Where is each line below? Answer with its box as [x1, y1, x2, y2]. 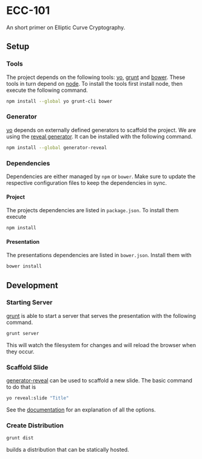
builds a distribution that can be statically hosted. [6, 446, 129, 454]
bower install [6, 263, 42, 269]
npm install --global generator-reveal [6, 144, 107, 151]
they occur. [6, 348, 35, 355]
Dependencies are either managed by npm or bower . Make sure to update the [6, 173, 196, 180]
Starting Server [6, 299, 53, 307]
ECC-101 [6, 4, 50, 18]
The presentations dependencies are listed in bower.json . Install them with [6, 252, 192, 259]
